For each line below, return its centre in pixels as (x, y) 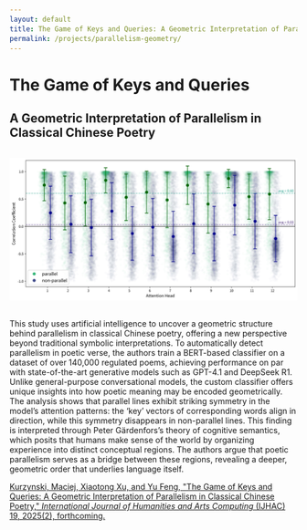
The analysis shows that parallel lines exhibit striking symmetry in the (140, 401)
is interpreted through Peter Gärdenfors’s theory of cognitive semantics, (145, 431)
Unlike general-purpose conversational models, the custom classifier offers (152, 382)
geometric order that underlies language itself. (97, 469)
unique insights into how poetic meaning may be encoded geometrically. (146, 391)
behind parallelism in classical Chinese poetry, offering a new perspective (148, 334)
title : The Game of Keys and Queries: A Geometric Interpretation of (145, 29)
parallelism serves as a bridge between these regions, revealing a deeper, (148, 460)
